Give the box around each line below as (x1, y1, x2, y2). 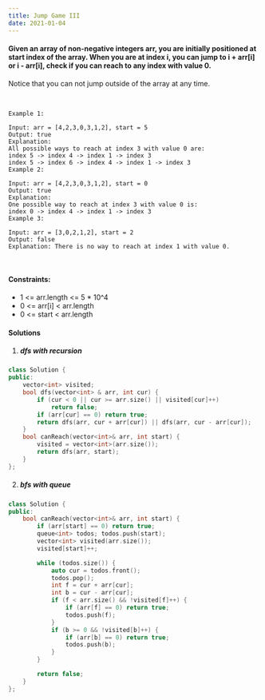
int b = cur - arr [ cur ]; (50, 589, 134, 597)
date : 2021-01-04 (8, 19, 66, 27)
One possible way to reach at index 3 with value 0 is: (8, 201, 198, 209)
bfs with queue (19, 480, 71, 490)
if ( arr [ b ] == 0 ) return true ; (65, 633, 170, 642)
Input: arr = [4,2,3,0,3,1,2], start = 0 (8, 179, 148, 188)
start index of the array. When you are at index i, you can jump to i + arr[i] (8, 53, 255, 62)
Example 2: (8, 165, 45, 173)
